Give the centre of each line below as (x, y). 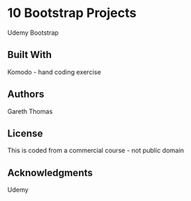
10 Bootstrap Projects (72, 13)
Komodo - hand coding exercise (54, 71)
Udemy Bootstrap (33, 33)
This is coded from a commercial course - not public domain (96, 151)
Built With (29, 55)
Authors (26, 94)
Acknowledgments (50, 172)
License (25, 133)
